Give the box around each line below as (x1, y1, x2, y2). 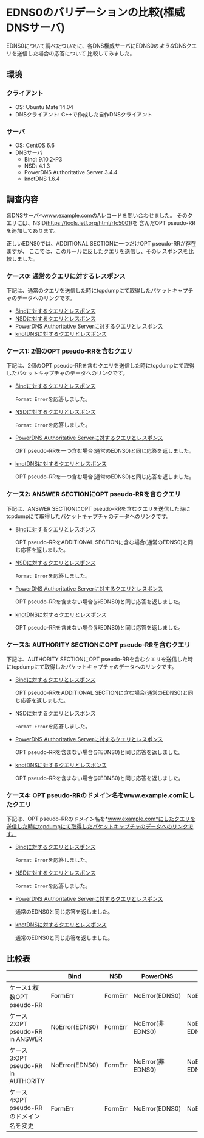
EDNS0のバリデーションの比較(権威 (6, 5, 185, 20)
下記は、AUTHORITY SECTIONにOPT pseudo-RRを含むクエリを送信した (6, 655, 188, 663)
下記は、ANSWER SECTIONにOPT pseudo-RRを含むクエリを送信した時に (6, 505, 191, 512)
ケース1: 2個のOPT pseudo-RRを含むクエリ (6, 347, 133, 355)
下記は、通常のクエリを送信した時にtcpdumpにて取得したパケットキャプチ (6, 287, 194, 294)
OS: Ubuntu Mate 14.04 (15, 103, 74, 110)
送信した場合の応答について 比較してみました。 (16, 49, 135, 57)
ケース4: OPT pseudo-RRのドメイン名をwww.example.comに (6, 791, 189, 799)
